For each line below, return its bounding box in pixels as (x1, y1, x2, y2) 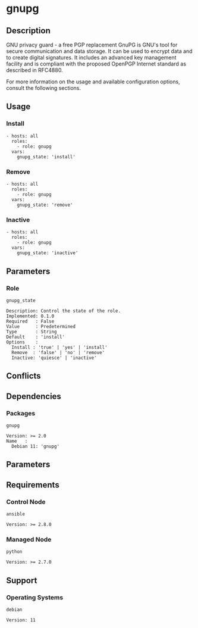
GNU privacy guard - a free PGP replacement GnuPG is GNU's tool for (6, 41, 178, 48)
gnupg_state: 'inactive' (17, 250, 78, 256)
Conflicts (6, 371, 41, 381)
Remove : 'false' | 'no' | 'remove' (11, 349, 105, 355)
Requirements (6, 480, 59, 490)
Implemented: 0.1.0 (6, 313, 55, 319)
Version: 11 (6, 617, 36, 623)
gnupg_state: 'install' (17, 154, 76, 160)
